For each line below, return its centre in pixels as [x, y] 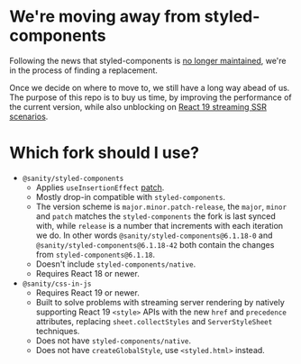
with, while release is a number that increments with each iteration [160, 225]
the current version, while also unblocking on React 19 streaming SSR [138, 106]
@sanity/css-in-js [57, 284]
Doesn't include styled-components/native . [116, 264]
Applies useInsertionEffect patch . [100, 187]
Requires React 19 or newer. [87, 292]
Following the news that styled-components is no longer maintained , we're [148, 60]
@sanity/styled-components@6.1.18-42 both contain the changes [155, 244]
